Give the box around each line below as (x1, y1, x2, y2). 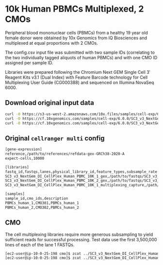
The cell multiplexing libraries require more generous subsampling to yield (5, 232, 153, 237)
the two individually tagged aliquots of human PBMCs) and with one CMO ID (5, 54, 158, 60)
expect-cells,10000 (5, 156, 45, 161)
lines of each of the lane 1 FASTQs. (5, 242, 75, 248)
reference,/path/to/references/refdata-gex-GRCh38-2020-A (5, 151, 125, 156)
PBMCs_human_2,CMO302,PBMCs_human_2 (5, 205, 79, 210)
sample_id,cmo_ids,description (5, 196, 68, 201)
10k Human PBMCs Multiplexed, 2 (5, 3, 144, 15)
